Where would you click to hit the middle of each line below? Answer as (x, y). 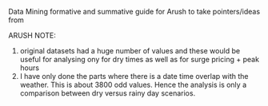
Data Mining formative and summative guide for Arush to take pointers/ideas (134, 12)
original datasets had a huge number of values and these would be (130, 51)
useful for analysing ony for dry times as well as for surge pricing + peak (140, 59)
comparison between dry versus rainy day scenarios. (108, 93)
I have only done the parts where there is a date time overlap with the (134, 76)
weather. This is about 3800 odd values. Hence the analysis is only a (133, 84)
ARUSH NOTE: (32, 35)
